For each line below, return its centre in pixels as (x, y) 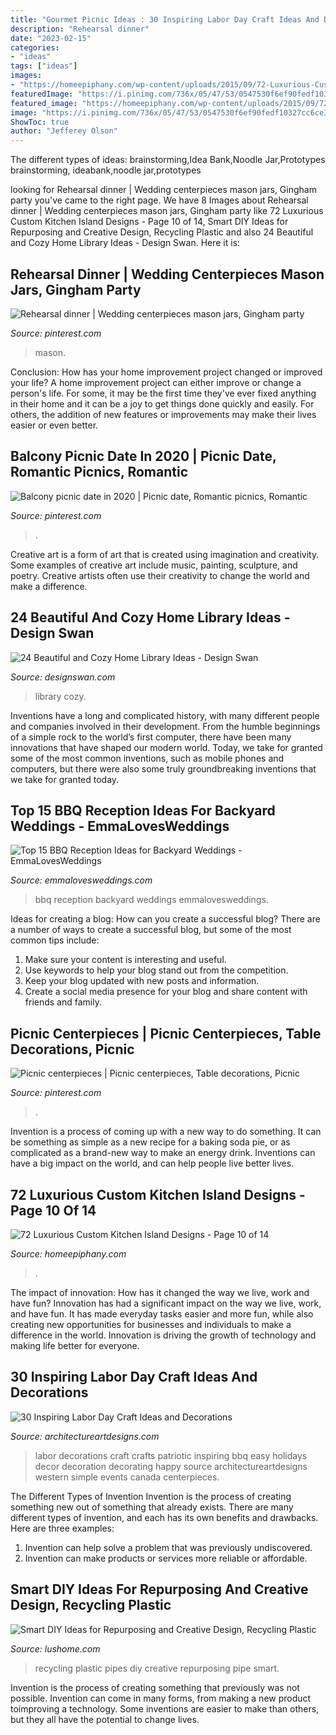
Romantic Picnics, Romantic (99, 472)
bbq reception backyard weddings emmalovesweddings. (151, 900)
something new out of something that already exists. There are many (152, 1507)
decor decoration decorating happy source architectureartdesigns (171, 1466)
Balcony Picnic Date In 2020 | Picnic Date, (143, 456)
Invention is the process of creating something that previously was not (155, 1687)
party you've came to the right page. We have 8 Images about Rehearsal (159, 200)
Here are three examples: (62, 1528)
